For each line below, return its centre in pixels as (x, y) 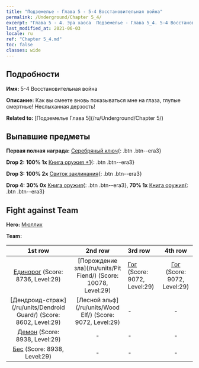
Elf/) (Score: (97, 315)
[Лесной (88, 300)
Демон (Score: (38, 332)
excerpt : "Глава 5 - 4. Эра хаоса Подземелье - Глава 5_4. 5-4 (87, 23)
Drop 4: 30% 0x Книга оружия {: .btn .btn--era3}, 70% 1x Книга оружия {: (97, 185)
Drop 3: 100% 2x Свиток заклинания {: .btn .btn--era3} (74, 174)
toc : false (20, 45)
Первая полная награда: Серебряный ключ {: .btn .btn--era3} (84, 151)
